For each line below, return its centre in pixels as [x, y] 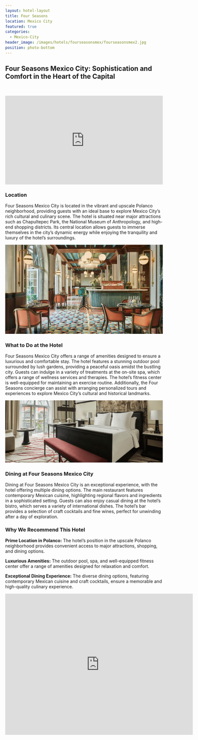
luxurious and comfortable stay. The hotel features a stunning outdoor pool [82, 361]
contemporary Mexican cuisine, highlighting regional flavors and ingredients [83, 496]
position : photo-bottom [30, 48]
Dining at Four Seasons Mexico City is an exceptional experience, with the [81, 485]
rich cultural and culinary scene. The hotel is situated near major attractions [83, 216]
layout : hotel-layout [28, 11]
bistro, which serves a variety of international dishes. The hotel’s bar [76, 506]
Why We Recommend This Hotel [45, 530]
